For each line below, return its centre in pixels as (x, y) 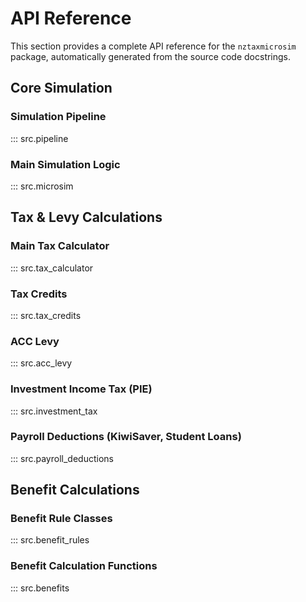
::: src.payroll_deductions (62, 458)
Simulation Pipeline (58, 117)
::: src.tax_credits (46, 315)
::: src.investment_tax (54, 411)
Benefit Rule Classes (61, 519)
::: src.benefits (40, 588)
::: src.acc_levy (41, 363)
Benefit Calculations (75, 490)
